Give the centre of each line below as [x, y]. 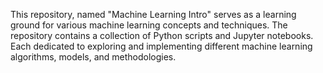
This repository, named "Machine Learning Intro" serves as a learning [153, 14]
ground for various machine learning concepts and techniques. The [149, 25]
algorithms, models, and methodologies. [93, 57]
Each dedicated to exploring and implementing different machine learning [161, 46]
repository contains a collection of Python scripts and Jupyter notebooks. [162, 35]
